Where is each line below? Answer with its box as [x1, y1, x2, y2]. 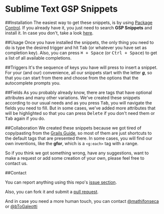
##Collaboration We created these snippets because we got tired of [5, 125, 142, 130]
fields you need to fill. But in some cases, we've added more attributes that [5, 105, 156, 111]
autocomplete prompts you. [5, 80, 61, 86]
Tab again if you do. [5, 115, 45, 121]
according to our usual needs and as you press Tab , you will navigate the [5, 100, 152, 106]
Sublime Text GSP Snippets [5, 3, 118, 15]
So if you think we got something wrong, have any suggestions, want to [5, 150, 149, 156]
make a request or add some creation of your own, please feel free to [5, 155, 145, 161]
